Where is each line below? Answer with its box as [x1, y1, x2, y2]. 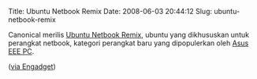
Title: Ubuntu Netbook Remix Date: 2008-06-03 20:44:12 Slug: [8, 7, 213, 16]
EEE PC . [8, 47, 35, 56]
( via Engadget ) [8, 62, 57, 71]
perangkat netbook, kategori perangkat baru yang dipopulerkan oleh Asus [8, 38, 249, 48]
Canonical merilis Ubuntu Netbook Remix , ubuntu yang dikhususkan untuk [8, 31, 250, 39]
